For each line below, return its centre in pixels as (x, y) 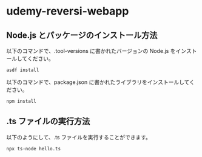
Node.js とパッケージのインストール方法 (82, 35)
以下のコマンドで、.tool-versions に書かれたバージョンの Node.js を (91, 51)
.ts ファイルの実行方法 (48, 121)
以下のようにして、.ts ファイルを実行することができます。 (79, 137)
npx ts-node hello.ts (34, 148)
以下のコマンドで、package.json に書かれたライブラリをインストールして (98, 82)
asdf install (23, 70)
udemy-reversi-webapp (68, 11)
